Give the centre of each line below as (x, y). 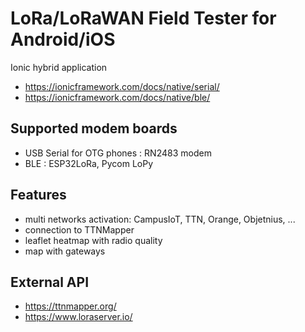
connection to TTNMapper (79, 229)
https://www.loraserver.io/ (78, 317)
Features (38, 195)
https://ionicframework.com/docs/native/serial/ (122, 86)
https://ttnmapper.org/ (70, 306)
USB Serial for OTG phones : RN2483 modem (118, 153)
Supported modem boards (94, 128)
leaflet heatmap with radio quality (93, 240)
